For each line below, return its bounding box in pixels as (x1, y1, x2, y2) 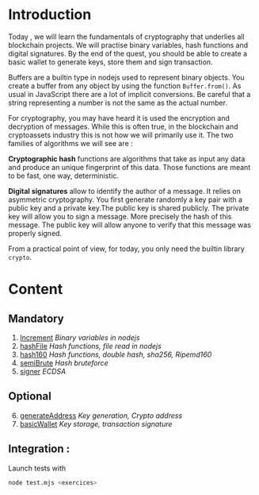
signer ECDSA (19, 366, 67, 376)
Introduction (8, 6, 92, 24)
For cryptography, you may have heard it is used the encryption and (8, 113, 230, 122)
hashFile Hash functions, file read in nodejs (19, 341, 162, 350)
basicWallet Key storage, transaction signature (19, 419, 173, 428)
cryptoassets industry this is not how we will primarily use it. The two (8, 130, 234, 140)
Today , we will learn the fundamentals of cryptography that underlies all (8, 32, 245, 41)
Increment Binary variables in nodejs (19, 332, 140, 342)
